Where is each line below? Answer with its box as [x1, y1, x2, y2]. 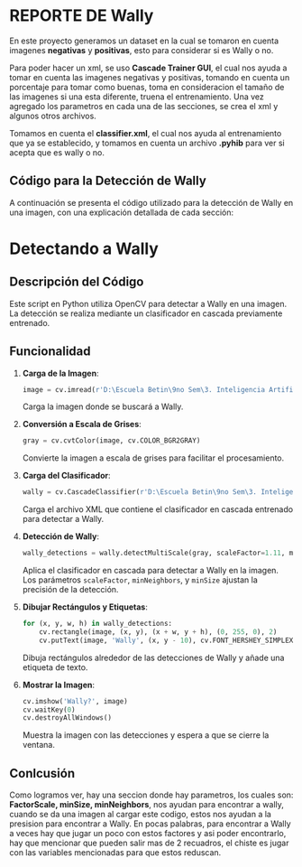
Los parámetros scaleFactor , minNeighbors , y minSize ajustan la [22, 574, 259, 585]
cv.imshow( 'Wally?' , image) [22, 696, 128, 705]
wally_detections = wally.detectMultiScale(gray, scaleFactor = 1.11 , [22, 548, 286, 558]
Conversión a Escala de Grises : [22, 419, 142, 430]
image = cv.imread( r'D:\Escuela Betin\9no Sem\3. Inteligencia [22, 385, 266, 394]
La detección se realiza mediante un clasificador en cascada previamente [9, 308, 283, 319]
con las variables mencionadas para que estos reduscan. [9, 847, 222, 858]
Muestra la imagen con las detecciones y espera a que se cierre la [22, 730, 270, 741]
